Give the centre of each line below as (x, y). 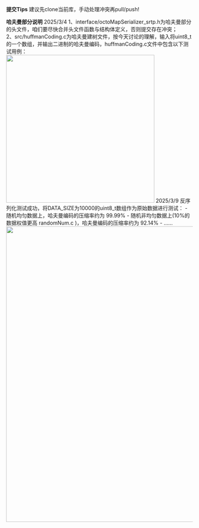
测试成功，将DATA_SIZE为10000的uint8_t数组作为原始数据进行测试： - (102, 208)
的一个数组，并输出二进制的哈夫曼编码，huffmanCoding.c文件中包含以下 (95, 44)
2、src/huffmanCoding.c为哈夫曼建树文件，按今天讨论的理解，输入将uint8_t (99, 37)
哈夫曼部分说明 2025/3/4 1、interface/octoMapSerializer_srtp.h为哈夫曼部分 (99, 22)
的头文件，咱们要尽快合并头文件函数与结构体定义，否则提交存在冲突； (92, 29)
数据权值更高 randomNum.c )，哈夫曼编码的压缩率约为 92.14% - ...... (89, 223)
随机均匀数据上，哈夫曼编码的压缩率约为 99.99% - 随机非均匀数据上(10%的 (98, 216)
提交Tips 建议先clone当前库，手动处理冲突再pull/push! (73, 9)
